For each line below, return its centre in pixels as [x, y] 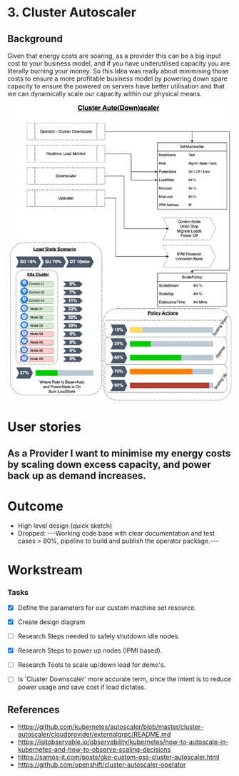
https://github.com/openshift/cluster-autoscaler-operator [102, 765]
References [34, 709]
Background [35, 39]
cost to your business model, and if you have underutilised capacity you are [119, 63]
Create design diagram [51, 622]
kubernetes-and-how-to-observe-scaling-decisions [94, 750]
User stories [45, 427]
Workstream [45, 570]
